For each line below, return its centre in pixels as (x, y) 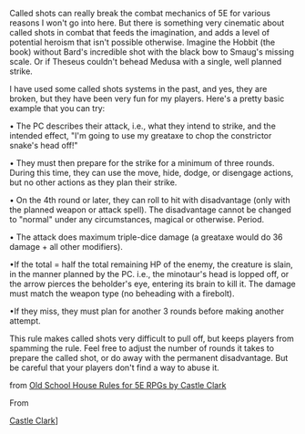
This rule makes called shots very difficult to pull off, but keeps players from (152, 338)
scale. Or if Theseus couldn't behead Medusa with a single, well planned (146, 62)
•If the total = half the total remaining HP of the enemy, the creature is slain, (151, 264)
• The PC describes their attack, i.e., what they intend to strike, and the (142, 126)
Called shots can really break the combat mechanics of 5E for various (140, 13)
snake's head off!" (44, 145)
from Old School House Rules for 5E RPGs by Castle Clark (118, 385)
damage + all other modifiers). (66, 247)
